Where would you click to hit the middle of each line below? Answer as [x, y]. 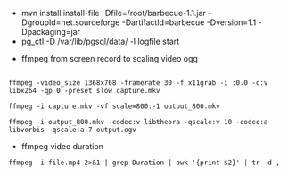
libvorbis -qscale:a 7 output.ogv [73, 130]
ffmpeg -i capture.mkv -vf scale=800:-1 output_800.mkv [114, 106]
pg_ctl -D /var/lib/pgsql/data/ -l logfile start [100, 41]
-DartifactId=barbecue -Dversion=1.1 [189, 22]
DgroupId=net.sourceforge [70, 22]
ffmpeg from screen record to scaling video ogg [109, 59]
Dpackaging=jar [51, 32]
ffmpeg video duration [62, 146]
